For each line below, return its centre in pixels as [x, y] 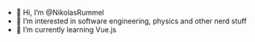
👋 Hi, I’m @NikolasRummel [60, 13]
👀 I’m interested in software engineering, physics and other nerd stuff [132, 21]
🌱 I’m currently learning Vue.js [66, 29]
